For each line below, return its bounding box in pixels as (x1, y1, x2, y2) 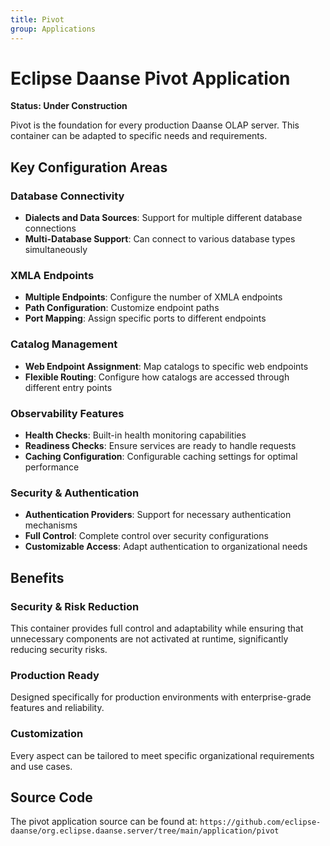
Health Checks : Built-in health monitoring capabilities (24, 429, 247, 441)
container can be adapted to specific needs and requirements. (10, 130, 268, 142)
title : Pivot (10, 14, 65, 25)
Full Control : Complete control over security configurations (24, 530, 269, 542)
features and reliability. (10, 702, 105, 714)
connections (24, 222, 77, 235)
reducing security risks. (10, 644, 108, 655)
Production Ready (10, 668, 100, 682)
